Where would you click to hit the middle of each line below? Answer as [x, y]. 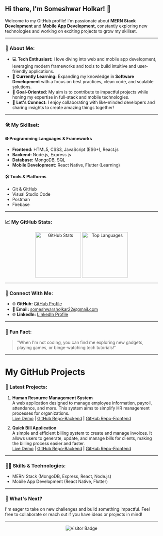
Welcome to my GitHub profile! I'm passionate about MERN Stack [70, 20]
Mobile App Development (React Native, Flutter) [60, 481]
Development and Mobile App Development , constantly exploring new [76, 26]
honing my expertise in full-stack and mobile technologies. [71, 97]
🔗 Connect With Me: [29, 293]
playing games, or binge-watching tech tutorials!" [66, 348]
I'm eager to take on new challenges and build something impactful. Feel [78, 509]
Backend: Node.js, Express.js [41, 155]
